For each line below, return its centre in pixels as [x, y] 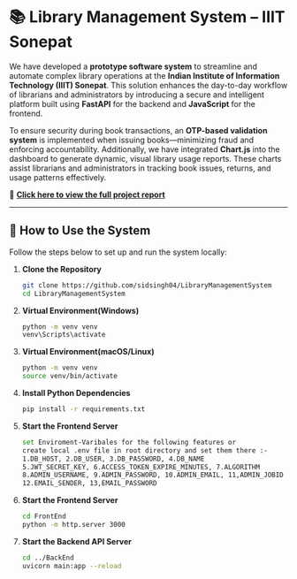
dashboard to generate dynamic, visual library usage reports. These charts [145, 158]
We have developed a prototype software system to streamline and [133, 66]
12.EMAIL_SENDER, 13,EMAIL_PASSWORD [89, 484]
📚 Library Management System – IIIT [147, 17]
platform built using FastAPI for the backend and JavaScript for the [133, 103]
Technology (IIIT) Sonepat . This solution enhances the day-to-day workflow [148, 85]
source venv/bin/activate [69, 377]
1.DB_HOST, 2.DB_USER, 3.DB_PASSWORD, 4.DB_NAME [113, 459]
